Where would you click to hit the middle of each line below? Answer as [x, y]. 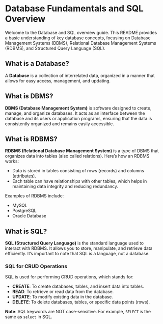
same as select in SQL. [29, 317]
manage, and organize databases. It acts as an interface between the [75, 113]
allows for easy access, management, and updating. [58, 81]
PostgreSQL [24, 211]
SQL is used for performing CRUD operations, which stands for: [69, 277]
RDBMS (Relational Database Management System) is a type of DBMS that [82, 151]
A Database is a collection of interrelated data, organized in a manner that [80, 75]
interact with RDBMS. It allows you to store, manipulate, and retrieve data [79, 248]
